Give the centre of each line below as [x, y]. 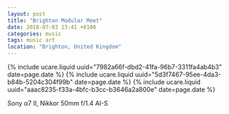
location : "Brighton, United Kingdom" [64, 47]
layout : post [27, 14]
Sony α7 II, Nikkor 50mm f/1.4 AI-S [58, 103]
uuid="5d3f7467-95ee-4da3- [178, 74]
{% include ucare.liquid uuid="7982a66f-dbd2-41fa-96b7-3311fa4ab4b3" [115, 67]
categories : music [34, 34]
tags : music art [31, 40]
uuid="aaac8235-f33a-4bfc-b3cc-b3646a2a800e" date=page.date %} [111, 90]
